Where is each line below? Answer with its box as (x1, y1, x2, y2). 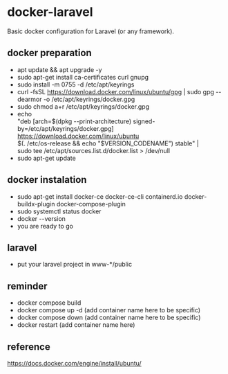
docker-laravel (7, 4, 93, 20)
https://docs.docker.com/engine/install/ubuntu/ (7, 359, 142, 367)
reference (7, 341, 50, 353)
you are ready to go (17, 222, 74, 230)
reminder (7, 280, 48, 292)
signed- (133, 117, 155, 125)
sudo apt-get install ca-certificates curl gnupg (17, 73, 149, 81)
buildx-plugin (17, 199, 55, 208)
